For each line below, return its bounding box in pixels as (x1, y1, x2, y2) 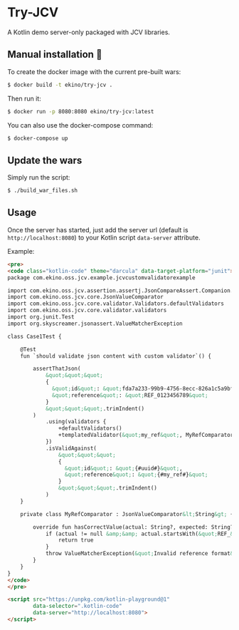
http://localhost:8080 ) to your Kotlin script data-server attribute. (7, 233, 201, 242)
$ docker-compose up (7, 135, 69, 142)
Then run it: (7, 94, 41, 103)
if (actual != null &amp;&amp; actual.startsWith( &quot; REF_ (45, 530, 231, 537)
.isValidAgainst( (45, 445, 97, 452)
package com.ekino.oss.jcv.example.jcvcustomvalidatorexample (7, 274, 196, 282)
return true (58, 537, 94, 544)
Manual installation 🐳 (7, 48, 102, 61)
